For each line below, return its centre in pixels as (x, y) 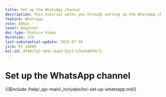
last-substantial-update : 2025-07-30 (44, 42)
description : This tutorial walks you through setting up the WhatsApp (80, 14)
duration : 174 (20, 38)
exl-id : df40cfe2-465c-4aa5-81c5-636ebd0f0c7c (54, 51)
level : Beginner (22, 28)
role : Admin (17, 24)
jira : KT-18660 (21, 47)
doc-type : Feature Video (31, 33)
